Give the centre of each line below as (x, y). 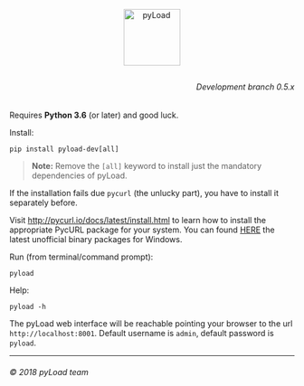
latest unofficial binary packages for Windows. (96, 239)
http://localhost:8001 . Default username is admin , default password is (142, 333)
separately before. (44, 202)
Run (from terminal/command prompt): (81, 257)
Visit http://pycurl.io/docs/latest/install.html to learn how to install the (138, 220)
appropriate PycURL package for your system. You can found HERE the (142, 230)
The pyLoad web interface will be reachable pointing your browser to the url (151, 324)
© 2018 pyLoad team (49, 372)
